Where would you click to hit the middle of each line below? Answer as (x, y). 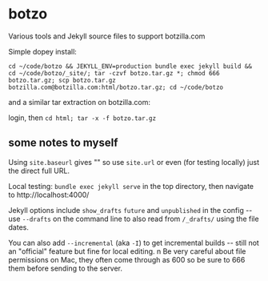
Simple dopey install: (43, 51)
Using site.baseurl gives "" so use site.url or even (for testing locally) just (134, 162)
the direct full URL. (39, 171)
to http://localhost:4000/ (49, 195)
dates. (19, 227)
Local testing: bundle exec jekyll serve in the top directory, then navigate (131, 186)
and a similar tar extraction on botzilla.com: (79, 102)
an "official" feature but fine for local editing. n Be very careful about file (127, 251)
